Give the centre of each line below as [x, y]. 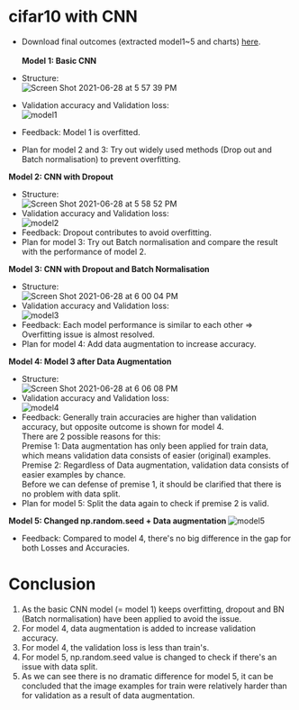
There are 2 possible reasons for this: [91, 436]
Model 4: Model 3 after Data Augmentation [90, 361]
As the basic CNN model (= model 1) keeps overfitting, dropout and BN [153, 609]
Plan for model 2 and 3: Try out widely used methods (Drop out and [146, 150]
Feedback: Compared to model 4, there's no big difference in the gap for [156, 538]
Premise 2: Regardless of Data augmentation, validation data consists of [155, 465]
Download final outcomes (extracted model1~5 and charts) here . [141, 41]
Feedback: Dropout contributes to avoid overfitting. [117, 232]
